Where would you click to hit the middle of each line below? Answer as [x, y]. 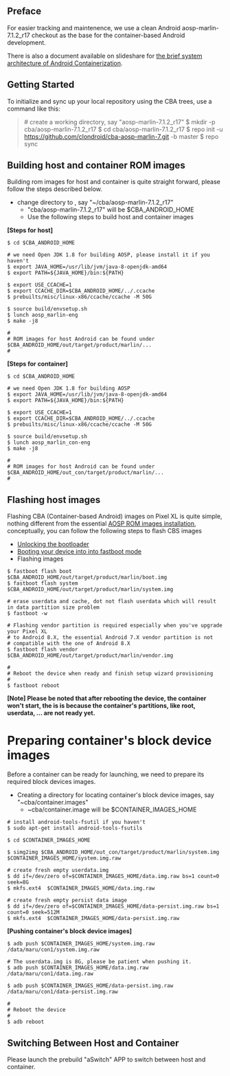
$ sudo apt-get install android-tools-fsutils [75, 828]
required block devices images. [51, 782]
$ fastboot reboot [33, 686]
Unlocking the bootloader [53, 544]
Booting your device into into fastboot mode [79, 552]
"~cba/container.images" [53, 803]
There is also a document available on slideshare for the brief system [105, 56]
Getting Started [41, 85]
